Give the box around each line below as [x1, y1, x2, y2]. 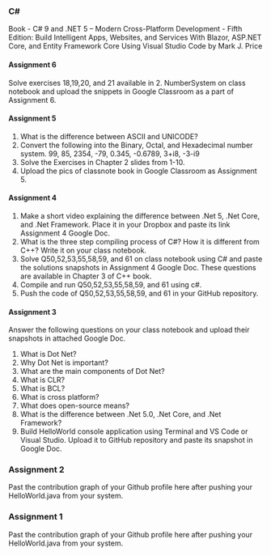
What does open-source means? [19, 401, 129, 410]
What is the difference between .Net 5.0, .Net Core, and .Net [19, 410, 222, 419]
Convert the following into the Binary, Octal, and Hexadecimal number [19, 140, 253, 150]
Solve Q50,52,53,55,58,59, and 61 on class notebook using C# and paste [19, 253, 263, 264]
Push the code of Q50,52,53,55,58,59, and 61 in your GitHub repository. [19, 288, 259, 298]
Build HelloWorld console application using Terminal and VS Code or [19, 427, 248, 436]
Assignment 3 [8, 307, 57, 316]
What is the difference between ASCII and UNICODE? [19, 131, 198, 141]
